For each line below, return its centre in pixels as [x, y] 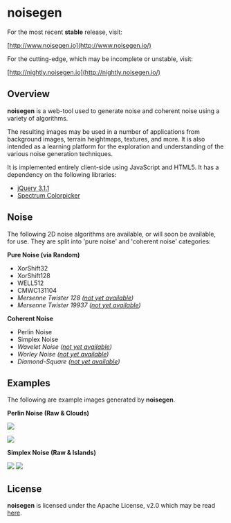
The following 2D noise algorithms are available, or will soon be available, [112, 234]
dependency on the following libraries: [62, 174]
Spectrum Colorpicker [49, 195]
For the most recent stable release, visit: [65, 32]
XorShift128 [34, 275]
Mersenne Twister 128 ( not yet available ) [75, 298]
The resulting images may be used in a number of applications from [104, 131]
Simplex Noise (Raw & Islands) [52, 453]
